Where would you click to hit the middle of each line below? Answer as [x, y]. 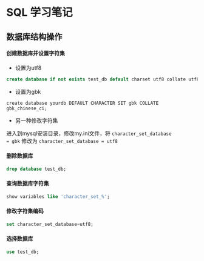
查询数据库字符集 [28, 183]
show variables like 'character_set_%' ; [58, 197]
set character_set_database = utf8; [50, 225]
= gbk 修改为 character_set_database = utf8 [62, 140]
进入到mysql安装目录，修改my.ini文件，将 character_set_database [89, 133]
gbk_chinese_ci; [27, 108]
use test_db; [23, 252]
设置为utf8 [28, 68]
